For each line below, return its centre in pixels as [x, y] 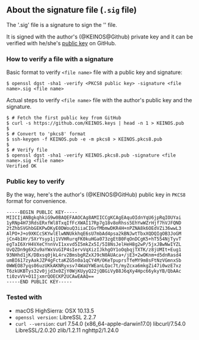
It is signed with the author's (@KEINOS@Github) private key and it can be [100, 37]
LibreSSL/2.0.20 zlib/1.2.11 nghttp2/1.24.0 [67, 330]
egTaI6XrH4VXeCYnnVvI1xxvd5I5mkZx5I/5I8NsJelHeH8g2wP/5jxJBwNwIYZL [94, 245]
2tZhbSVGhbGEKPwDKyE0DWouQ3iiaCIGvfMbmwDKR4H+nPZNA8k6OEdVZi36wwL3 [94, 229]
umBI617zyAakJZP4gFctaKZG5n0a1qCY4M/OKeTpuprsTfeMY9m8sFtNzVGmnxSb [94, 261]
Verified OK [21, 166]
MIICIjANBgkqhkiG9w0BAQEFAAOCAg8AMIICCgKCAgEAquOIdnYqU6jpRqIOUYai [94, 218]
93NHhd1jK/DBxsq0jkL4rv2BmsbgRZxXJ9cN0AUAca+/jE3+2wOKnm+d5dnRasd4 [94, 255]
